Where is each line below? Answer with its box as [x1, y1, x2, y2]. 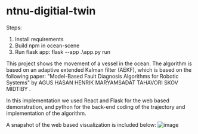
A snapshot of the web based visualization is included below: [6, 121, 157, 128]
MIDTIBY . [6, 85, 31, 92]
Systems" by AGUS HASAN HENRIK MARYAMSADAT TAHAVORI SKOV [6, 79, 179, 86]
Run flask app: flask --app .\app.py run [14, 48, 111, 55]
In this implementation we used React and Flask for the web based [6, 97, 170, 104]
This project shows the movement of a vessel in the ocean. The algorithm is [6, 60, 192, 67]
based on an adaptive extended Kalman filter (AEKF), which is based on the [6, 66, 192, 73]
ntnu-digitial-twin [6, 4, 96, 18]
